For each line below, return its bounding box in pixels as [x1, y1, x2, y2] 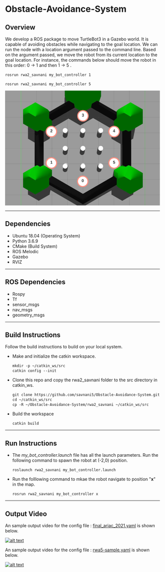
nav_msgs [12, 306, 33, 312]
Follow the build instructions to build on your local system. [5, 344, 123, 350]
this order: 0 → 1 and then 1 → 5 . [5, 63, 72, 68]
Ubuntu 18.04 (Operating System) [12, 233, 81, 238]
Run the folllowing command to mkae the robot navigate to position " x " [12, 476, 156, 482]
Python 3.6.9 [12, 238, 38, 244]
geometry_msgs [12, 312, 45, 318]
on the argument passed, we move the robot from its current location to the [5, 52, 158, 58]
